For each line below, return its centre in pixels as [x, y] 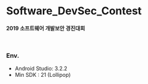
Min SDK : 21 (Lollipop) [43, 75]
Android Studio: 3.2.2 [41, 69]
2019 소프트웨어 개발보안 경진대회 [46, 28]
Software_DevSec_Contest [74, 11]
